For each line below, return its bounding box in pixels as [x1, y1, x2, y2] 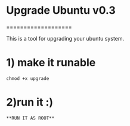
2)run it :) [6, 96, 54, 109]
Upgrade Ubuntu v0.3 [6, 4, 116, 17]
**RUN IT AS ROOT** [6, 115, 55, 121]
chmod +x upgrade [6, 75, 49, 81]
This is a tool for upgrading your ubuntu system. [6, 35, 125, 42]
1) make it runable [6, 56, 96, 69]
